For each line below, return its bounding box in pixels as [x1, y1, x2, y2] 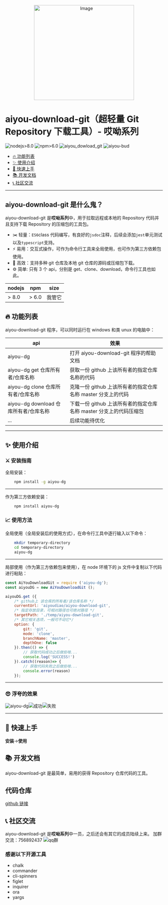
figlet [12, 878, 23, 884]
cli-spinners [12, 873, 37, 879]
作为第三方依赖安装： [5, 494, 49, 500]
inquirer [12, 883, 29, 890]
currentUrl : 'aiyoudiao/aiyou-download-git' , [14, 603, 111, 608]
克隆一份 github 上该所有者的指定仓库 [69, 383, 157, 390]
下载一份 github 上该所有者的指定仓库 [69, 400, 157, 407]
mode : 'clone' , [23, 631, 55, 636]
